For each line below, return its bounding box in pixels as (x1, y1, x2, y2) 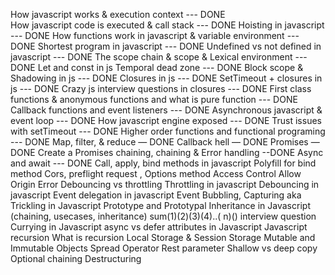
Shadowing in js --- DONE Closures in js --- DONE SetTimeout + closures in (10, 72, 323, 84)
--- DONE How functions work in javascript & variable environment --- (10, 30, 300, 41)
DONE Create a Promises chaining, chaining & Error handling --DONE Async (10, 147, 324, 158)
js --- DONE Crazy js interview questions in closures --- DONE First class (10, 83, 312, 94)
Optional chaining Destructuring (10, 253, 142, 264)
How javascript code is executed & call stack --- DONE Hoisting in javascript (10, 19, 325, 31)
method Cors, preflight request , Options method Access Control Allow (10, 168, 302, 179)
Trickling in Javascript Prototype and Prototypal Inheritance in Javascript (10, 200, 311, 211)
